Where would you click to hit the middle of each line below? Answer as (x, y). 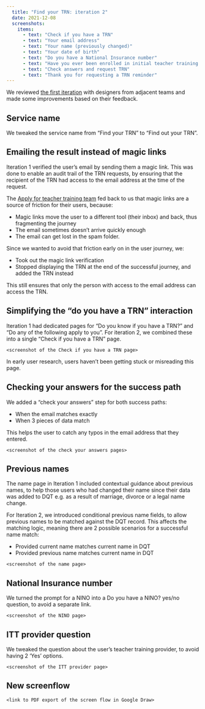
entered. (17, 439)
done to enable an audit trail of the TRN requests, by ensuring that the (95, 173)
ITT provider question (49, 634)
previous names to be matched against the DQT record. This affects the (97, 522)
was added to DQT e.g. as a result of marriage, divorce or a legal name (96, 497)
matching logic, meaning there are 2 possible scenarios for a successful (97, 528)
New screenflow (38, 686)
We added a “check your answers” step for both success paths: (87, 402)
